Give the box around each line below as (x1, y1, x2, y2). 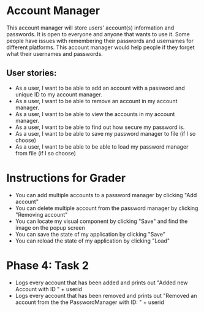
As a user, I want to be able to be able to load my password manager (15, 142, 189, 150)
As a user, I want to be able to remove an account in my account (15, 97, 178, 104)
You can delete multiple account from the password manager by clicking (15, 204, 198, 212)
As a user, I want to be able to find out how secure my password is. (15, 123, 185, 131)
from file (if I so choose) (15, 149, 77, 157)
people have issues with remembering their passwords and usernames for (6, 37, 194, 44)
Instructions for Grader (6, 171, 126, 185)
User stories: (6, 68, 57, 79)
